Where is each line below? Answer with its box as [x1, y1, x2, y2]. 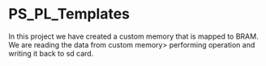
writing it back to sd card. [8, 48, 94, 58]
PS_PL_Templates [8, 5, 131, 23]
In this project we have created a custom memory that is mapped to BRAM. [8, 31, 259, 41]
